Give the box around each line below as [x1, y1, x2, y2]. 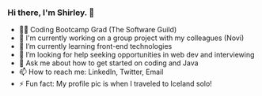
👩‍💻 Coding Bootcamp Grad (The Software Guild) [18, 25, 177, 35]
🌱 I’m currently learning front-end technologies [18, 42, 173, 51]
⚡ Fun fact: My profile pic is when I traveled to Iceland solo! [18, 79, 213, 89]
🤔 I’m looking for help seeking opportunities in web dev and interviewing [18, 50, 255, 60]
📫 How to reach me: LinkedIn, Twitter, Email [18, 67, 164, 77]
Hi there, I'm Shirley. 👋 [7, 7, 95, 18]
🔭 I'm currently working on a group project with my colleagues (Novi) [18, 33, 245, 42]
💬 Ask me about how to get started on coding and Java [18, 58, 199, 68]
